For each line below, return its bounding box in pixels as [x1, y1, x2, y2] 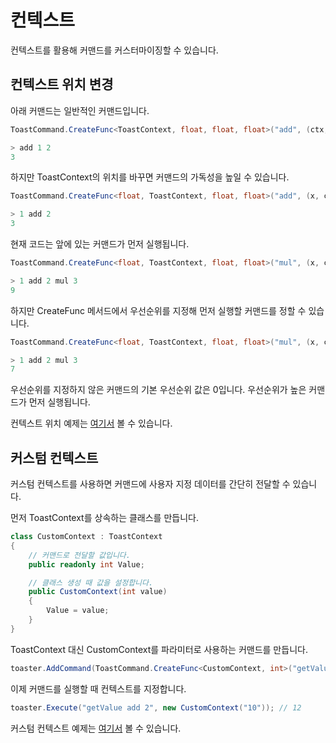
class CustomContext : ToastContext [10, 532, 163, 542]
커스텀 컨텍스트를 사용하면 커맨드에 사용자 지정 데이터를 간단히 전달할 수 [10, 478, 291, 490]
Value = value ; [46, 606, 110, 616]
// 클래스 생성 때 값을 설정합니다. [28, 577, 154, 588]
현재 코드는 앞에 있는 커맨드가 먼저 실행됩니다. [10, 238, 190, 250]
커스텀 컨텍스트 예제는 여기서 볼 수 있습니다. [10, 722, 182, 734]
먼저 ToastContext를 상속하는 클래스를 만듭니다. [10, 512, 199, 524]
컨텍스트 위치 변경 [10, 76, 114, 93]
